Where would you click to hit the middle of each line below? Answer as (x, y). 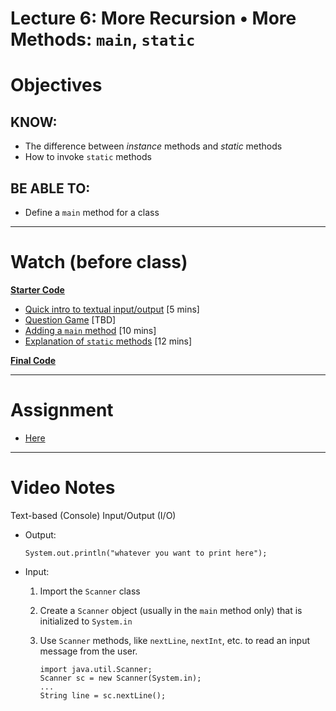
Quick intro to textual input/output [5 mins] (112, 309)
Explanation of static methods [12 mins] (108, 341)
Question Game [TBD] (70, 319)
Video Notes (63, 488)
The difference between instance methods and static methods (153, 146)
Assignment (62, 410)
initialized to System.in (86, 621)
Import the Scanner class (90, 591)
